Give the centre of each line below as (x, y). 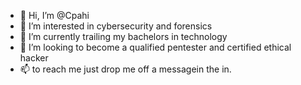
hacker (34, 58)
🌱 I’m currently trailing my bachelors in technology (123, 36)
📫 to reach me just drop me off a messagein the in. (125, 69)
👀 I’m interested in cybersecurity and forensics (116, 26)
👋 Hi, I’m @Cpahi (54, 15)
